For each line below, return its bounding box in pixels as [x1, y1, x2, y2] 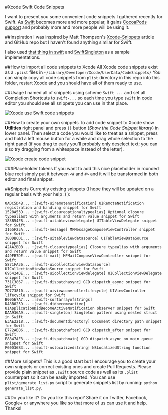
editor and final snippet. [5, 176, 54, 182]
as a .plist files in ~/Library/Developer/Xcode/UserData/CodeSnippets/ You [5, 69, 161, 75]
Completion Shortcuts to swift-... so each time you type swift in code [5, 95, 152, 101]
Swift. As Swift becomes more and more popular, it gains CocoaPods [5, 19, 147, 25]
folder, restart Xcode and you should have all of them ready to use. [5, 80, 143, 86]
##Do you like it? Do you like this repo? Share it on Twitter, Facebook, [5, 395, 148, 400]
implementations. [5, 54, 41, 60]
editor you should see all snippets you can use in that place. [5, 100, 129, 106]
